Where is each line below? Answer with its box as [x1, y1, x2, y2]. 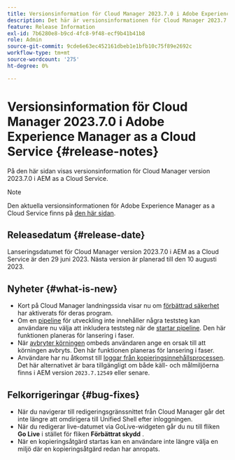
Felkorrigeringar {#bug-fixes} [7, 388, 140, 400]
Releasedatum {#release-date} [7, 229, 145, 241]
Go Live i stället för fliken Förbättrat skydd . [17, 430, 145, 438]
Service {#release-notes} [7, 143, 159, 159]
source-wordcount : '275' [7, 56, 80, 63]
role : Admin [7, 36, 42, 43]
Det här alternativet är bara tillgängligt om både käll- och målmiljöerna [17, 361, 219, 370]
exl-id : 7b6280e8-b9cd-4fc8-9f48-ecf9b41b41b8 [7, 29, 145, 37]
